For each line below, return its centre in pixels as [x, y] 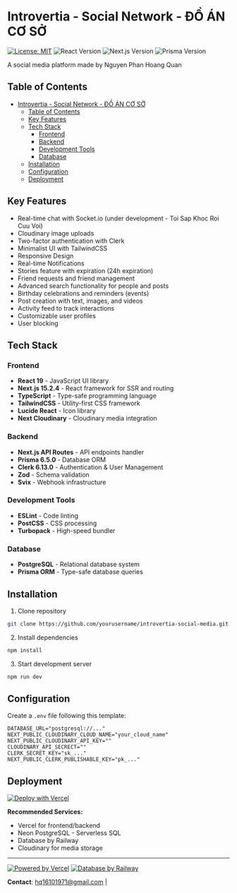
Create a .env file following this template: [67, 716]
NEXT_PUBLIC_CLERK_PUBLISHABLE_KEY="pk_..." [74, 760]
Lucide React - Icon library [57, 411]
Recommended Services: [45, 812]
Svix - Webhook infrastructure [62, 482]
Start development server [55, 664]
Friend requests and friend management [76, 278]
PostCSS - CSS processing [57, 523]
